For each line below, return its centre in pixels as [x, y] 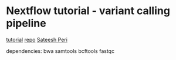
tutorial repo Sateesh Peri [37, 39]
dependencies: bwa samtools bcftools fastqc [60, 51]
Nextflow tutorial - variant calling [88, 11]
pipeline [26, 23]
